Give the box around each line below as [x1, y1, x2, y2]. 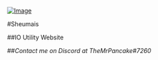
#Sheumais [7, 20, 39, 28]
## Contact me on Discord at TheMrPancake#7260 [7, 47, 152, 54]
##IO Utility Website [7, 33, 64, 41]
